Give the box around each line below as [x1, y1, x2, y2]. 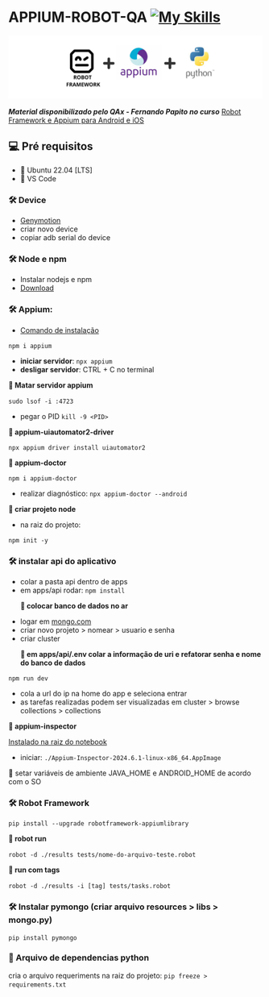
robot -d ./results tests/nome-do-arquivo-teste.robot [8, 851, 197, 859]
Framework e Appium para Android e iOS [8, 115, 145, 125]
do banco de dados [19, 658, 86, 667]
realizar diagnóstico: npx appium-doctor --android [19, 488, 188, 498]
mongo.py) [8, 915, 53, 926]
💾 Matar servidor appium [8, 380, 93, 390]
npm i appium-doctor [8, 474, 78, 483]
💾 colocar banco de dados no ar [19, 600, 129, 610]
